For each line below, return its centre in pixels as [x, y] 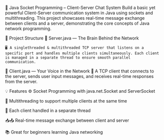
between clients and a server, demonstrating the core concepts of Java [77, 23]
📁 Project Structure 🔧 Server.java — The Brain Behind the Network [72, 38]
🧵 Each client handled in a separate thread [48, 110]
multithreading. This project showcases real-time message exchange [75, 18]
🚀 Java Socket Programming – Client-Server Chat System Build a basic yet [80, 8]
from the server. [21, 82]
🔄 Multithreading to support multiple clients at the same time [66, 101]
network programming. [28, 29]
